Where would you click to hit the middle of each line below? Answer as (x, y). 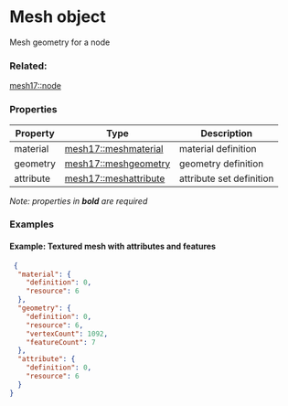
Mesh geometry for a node (60, 42)
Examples (32, 224)
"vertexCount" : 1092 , (67, 334)
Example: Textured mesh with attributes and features (113, 246)
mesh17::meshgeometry (117, 164)
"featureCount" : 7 (61, 342)
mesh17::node (36, 86)
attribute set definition (227, 178)
